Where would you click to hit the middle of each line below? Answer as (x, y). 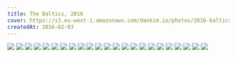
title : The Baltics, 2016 (45, 14)
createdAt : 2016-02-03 (41, 27)
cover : (17, 20)
